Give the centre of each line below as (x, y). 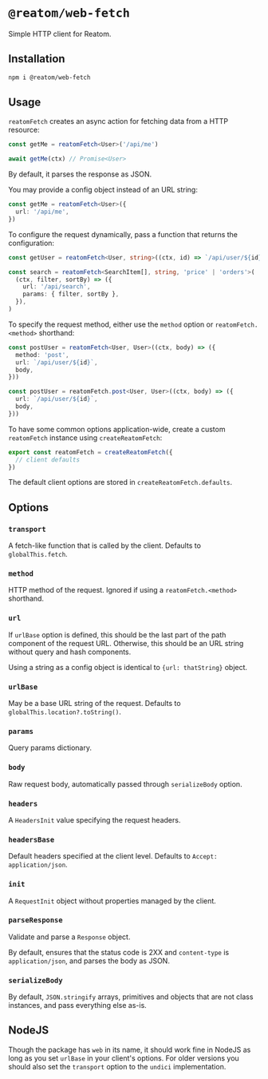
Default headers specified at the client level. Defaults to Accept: (113, 856)
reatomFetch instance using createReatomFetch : (85, 438)
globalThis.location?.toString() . (65, 712)
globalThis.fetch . (38, 554)
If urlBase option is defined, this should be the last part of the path (117, 635)
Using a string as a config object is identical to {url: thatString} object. (128, 667)
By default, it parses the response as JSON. (80, 174)
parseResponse (35, 920)
